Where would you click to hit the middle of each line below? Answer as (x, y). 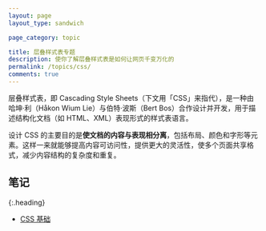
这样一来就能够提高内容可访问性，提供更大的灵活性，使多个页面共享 (134, 145)
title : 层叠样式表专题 (42, 52)
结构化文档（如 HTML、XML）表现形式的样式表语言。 (104, 117)
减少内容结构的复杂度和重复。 (71, 155)
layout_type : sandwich (46, 23)
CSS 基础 (35, 219)
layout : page (30, 16)
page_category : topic (44, 38)
